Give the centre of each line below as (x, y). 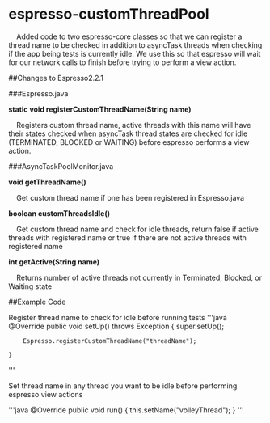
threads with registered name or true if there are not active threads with (127, 237)
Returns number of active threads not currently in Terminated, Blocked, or (139, 277)
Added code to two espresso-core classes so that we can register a (129, 36)
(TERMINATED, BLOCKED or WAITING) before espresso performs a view (129, 142)
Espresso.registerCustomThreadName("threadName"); (110, 341)
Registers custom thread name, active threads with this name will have (133, 125)
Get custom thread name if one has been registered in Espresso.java (130, 197)
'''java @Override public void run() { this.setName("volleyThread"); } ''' (126, 410)
